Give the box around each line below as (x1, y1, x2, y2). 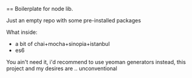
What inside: (6, 28, 38, 36)
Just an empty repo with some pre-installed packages (6, 17, 141, 24)
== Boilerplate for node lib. (6, 5, 73, 12)
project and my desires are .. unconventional (6, 65, 118, 72)
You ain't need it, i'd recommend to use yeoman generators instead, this (6, 59, 186, 65)
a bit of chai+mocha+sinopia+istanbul (15, 41, 110, 47)
